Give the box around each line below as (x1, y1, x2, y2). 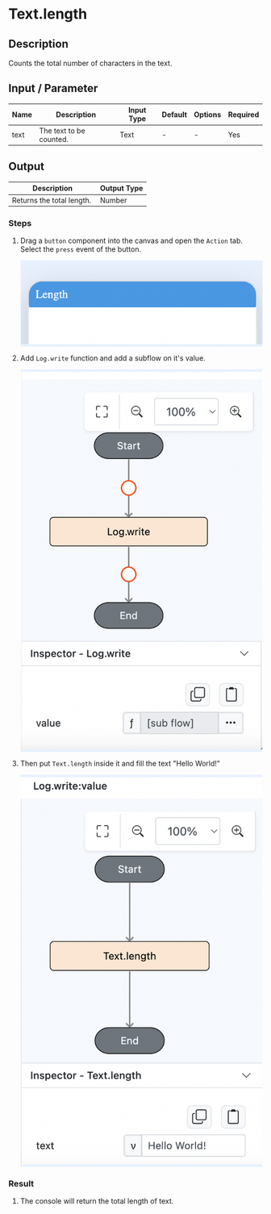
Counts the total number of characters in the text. (8, 58, 173, 68)
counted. (39, 134, 69, 144)
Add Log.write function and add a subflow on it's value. (19, 353, 206, 363)
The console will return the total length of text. (19, 1195, 174, 1206)
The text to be (39, 126, 86, 136)
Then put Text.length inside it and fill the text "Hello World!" (19, 759, 220, 769)
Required (227, 110, 260, 119)
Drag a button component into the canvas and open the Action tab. (19, 236, 244, 246)
